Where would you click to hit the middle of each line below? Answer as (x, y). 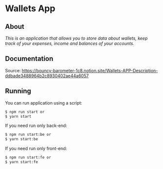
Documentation (29, 59)
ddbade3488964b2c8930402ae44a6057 (47, 76)
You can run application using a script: (44, 103)
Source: (13, 70)
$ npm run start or (25, 112)
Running (18, 91)
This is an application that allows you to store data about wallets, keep (76, 38)
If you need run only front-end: (36, 148)
